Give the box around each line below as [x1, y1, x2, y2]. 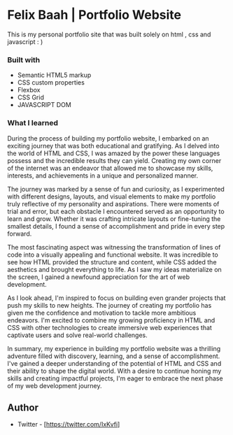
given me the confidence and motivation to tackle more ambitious [7, 308, 197, 317]
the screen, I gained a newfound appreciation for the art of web [7, 273, 190, 281]
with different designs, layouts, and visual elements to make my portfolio [7, 192, 216, 201]
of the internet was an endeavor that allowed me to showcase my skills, [7, 164, 213, 172]
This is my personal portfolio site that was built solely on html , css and [7, 30, 211, 38]
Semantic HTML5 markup [17, 71, 92, 80]
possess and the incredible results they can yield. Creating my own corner [7, 156, 222, 164]
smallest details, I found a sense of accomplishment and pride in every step [7, 222, 225, 230]
